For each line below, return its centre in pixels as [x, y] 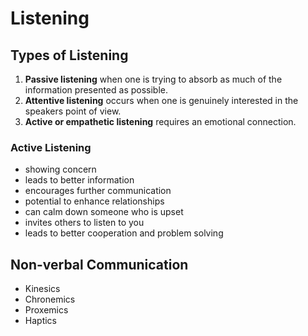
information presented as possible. [96, 90]
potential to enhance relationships [94, 201]
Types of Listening [69, 55]
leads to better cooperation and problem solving [124, 233]
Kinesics [42, 289]
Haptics [40, 321]
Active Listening [51, 147]
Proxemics [46, 310]
